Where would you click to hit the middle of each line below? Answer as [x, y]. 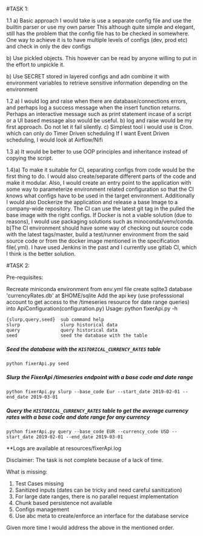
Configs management [42, 509]
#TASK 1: [18, 9]
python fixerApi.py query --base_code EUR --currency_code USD [88, 431]
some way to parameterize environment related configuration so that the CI [100, 189]
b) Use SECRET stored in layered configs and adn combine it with [88, 76]
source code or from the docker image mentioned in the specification [93, 241]
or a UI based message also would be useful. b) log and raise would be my [99, 120]
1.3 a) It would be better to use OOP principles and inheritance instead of [97, 152]
